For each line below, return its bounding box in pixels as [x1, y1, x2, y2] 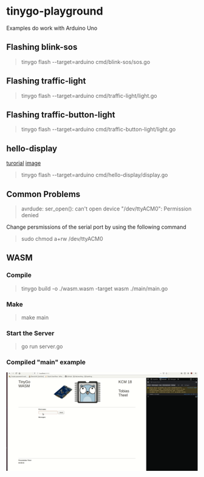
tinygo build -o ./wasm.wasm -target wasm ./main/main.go [21, 285, 168, 292]
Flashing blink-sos [6, 42, 78, 52]
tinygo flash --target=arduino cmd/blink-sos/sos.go [21, 58, 151, 65]
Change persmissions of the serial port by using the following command [6, 223, 186, 231]
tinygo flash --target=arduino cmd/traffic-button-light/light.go [21, 126, 176, 133]
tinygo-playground [6, 4, 103, 18]
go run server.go [21, 343, 63, 350]
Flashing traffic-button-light [6, 110, 115, 120]
